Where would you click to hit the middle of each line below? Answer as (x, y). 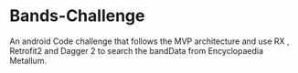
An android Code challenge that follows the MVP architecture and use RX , (149, 41)
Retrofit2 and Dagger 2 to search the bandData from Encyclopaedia (136, 50)
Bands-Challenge (77, 16)
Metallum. (28, 60)
